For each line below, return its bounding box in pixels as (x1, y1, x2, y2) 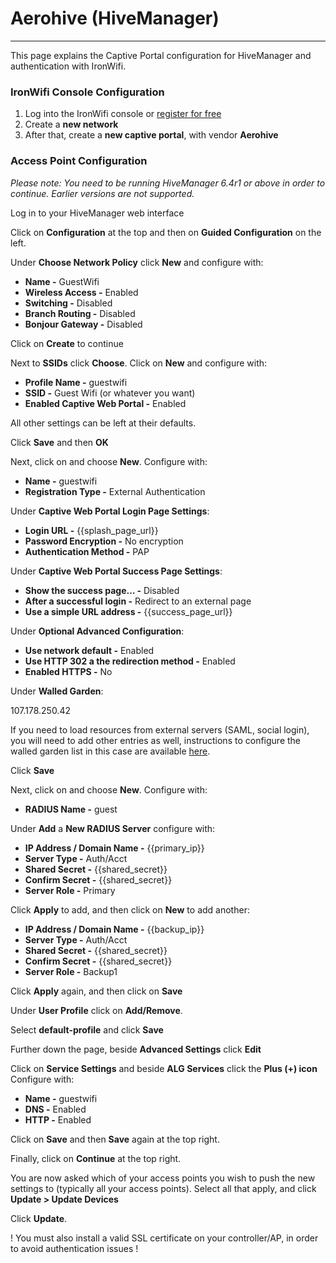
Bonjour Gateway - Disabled (24, 318, 143, 330)
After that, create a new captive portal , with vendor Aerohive (24, 129, 279, 141)
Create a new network (24, 118, 119, 131)
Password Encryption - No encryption (24, 535, 184, 547)
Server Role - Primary (24, 884, 116, 896)
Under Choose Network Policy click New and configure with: (10, 256, 264, 268)
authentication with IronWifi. (10, 60, 127, 72)
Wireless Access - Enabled (24, 286, 139, 298)
